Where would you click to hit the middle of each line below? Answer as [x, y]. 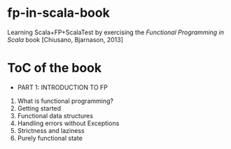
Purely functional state [50, 138]
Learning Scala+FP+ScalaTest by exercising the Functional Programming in [116, 32]
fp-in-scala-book [58, 13]
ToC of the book [55, 68]
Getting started [39, 108]
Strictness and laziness [51, 130]
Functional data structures [55, 115]
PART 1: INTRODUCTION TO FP [63, 87]
